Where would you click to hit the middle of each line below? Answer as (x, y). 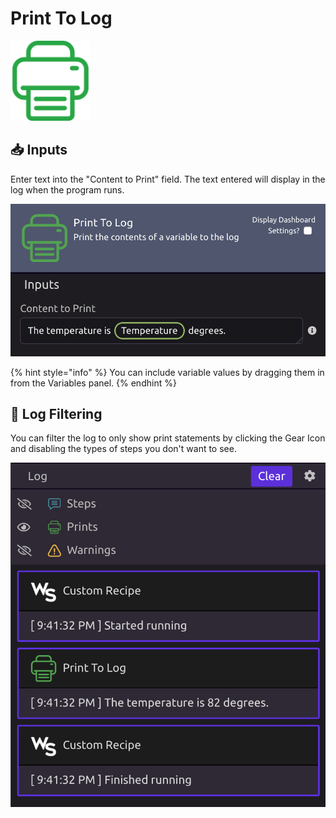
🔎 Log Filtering (56, 413)
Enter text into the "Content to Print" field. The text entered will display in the (168, 179)
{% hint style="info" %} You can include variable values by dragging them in (167, 372)
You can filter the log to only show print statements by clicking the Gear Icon (168, 438)
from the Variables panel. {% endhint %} (93, 383)
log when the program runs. (67, 189)
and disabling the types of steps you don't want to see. (123, 449)
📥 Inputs (39, 150)
